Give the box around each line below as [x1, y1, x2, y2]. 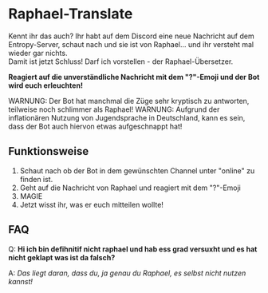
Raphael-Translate [8, 5, 133, 23]
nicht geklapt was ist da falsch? [8, 252, 116, 262]
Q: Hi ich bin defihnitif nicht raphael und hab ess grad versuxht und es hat [8, 244, 258, 254]
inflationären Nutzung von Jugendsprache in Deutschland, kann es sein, [8, 113, 246, 122]
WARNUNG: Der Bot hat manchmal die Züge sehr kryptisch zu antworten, [8, 96, 250, 105]
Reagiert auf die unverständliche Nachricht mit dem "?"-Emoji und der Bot [8, 72, 260, 81]
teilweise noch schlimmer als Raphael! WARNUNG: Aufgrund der [8, 105, 220, 114]
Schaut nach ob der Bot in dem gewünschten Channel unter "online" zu [19, 165, 255, 176]
